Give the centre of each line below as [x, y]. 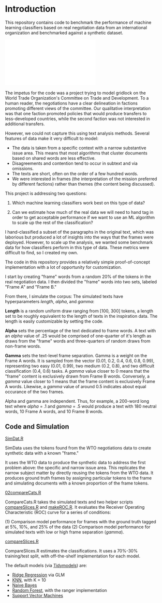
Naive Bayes [24, 585]
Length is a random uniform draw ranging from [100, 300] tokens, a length [79, 311]
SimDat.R [14, 438]
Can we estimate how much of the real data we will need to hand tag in [83, 212]
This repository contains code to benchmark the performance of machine [78, 22]
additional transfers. [25, 124]
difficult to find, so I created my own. [42, 252]
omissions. [23, 168]
